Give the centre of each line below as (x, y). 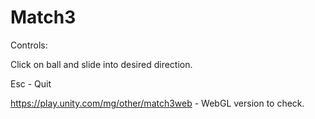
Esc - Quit (31, 83)
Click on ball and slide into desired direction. (101, 64)
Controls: (29, 45)
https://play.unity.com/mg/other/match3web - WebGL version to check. (157, 103)
